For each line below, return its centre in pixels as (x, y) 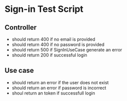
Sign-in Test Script (44, 9)
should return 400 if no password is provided (58, 45)
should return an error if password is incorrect (59, 88)
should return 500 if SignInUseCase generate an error (67, 50)
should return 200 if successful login (49, 55)
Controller (21, 27)
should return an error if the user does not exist (60, 82)
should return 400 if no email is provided (53, 39)
